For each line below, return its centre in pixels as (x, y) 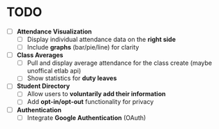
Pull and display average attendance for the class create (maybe (120, 63)
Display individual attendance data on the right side (101, 39)
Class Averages (40, 55)
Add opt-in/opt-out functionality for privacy (90, 102)
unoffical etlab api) (54, 71)
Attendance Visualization (54, 31)
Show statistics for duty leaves (72, 78)
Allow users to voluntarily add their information (96, 94)
